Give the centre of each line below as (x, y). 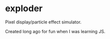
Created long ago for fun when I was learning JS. (55, 31)
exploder (24, 9)
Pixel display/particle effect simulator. (43, 22)
